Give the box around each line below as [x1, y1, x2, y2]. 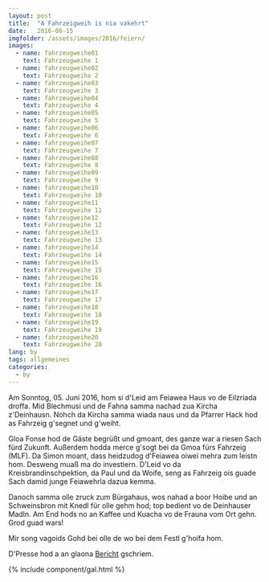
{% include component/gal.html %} [8, 564, 125, 574]
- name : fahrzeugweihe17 [15, 289, 99, 297]
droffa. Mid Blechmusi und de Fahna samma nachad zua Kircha [8, 401, 218, 411]
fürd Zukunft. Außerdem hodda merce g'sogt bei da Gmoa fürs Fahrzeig [8, 442, 247, 452]
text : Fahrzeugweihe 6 [22, 131, 99, 139]
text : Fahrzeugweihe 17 [22, 296, 103, 304]
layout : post [8, 11, 52, 20]
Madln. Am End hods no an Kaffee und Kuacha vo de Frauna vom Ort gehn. [8, 509, 257, 518]
